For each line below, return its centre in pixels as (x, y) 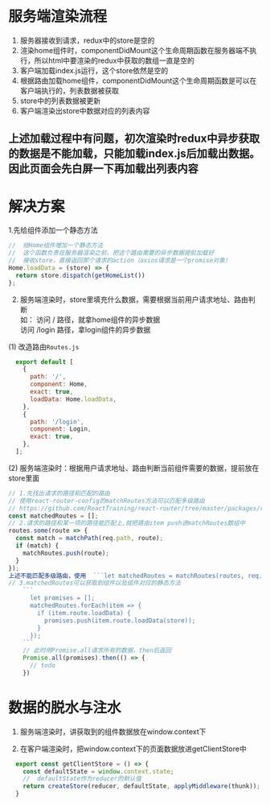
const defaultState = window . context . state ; (98, 771)
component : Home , (59, 384)
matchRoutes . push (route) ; (66, 553)
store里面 (24, 478)
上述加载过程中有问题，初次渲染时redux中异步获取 (134, 139)
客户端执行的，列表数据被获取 (69, 90)
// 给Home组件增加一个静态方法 (56, 246)
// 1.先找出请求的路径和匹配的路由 (59, 493)
